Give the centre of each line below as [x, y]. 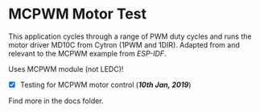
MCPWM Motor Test [78, 14]
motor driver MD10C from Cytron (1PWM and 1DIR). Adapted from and [124, 44]
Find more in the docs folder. [56, 101]
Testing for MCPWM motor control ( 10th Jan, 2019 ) [105, 85]
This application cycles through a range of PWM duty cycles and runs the [130, 36]
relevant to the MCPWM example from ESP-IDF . [87, 53]
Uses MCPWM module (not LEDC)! [66, 68]
